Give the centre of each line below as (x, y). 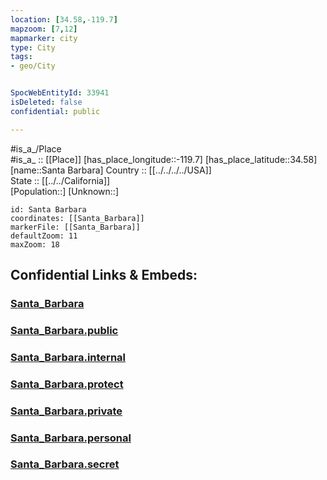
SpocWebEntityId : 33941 (60, 93)
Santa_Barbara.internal (68, 357)
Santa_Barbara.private (66, 411)
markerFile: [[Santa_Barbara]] (75, 227)
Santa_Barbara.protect (67, 384)
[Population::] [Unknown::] (65, 191)
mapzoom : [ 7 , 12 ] (44, 29)
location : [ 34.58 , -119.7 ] (64, 19)
